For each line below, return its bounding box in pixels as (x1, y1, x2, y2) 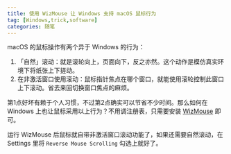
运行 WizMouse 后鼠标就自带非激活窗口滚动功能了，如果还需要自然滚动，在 (7, 130, 223, 139)
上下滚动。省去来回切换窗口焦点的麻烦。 (17, 84, 133, 92)
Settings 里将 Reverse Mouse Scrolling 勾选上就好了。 (7, 139, 162, 148)
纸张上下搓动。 (35, 67, 78, 75)
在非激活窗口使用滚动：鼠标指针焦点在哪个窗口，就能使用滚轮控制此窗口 (17, 75, 224, 83)
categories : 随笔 (7, 23, 55, 30)
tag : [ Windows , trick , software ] (7, 17, 98, 24)
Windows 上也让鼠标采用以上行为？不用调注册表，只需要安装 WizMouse (7, 107, 214, 115)
